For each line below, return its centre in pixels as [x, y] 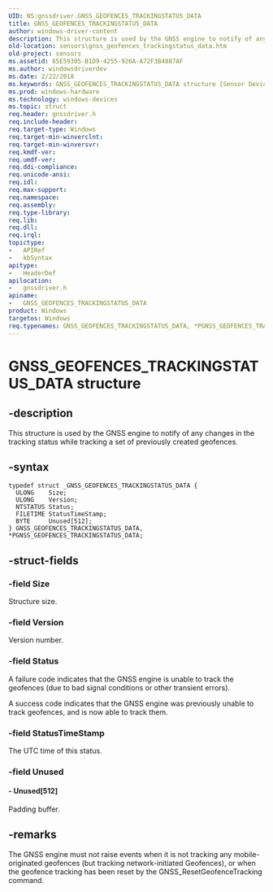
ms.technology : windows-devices [63, 99]
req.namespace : [34, 197]
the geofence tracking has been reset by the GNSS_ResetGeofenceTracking [135, 872]
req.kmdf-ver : [32, 152]
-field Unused [36, 772]
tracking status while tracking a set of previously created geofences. [123, 442]
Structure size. [33, 601]
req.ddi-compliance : [43, 168]
